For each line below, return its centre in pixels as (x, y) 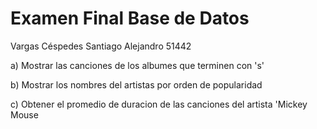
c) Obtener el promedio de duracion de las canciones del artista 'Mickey (159, 104)
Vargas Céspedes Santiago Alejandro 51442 (101, 46)
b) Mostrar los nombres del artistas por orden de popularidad (136, 84)
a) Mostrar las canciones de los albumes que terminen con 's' (137, 65)
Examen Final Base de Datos (130, 18)
